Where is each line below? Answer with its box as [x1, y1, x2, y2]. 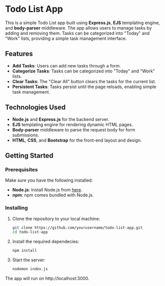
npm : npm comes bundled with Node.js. [12, 192, 94, 198]
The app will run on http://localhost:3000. [5, 276, 90, 282]
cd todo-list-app [12, 230, 48, 235]
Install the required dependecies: [12, 239, 80, 245]
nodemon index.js [12, 267, 48, 272]
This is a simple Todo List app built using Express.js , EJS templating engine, [5, 20, 160, 26]
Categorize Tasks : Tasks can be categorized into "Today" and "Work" [12, 68, 155, 74]
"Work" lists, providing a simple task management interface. [5, 35, 127, 41]
